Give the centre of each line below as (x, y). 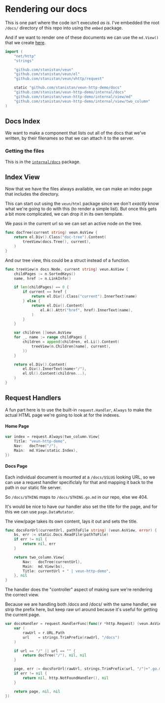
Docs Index (23, 121)
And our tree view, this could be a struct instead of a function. (68, 260)
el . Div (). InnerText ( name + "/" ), (55, 369)
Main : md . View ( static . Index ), (46, 450)
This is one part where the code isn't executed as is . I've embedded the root (82, 23)
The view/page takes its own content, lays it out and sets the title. (71, 521)
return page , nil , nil (37, 691)
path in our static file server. (33, 487)
